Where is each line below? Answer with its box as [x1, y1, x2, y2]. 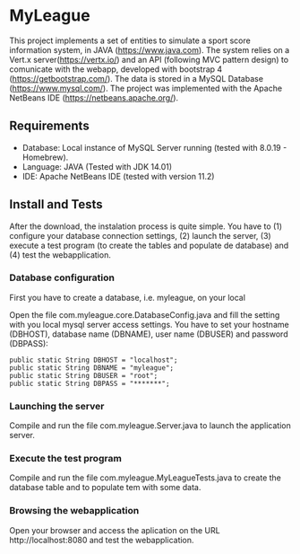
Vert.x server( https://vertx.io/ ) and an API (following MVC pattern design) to [9, 54, 289, 65]
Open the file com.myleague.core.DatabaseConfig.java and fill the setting [9, 309, 280, 320]
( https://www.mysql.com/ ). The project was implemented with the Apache [9, 83, 283, 93]
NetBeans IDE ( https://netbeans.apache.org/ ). [9, 92, 179, 103]
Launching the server [9, 400, 105, 412]
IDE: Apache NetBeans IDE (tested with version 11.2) [21, 171, 215, 181]
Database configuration [9, 271, 115, 284]
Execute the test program [9, 453, 123, 465]
